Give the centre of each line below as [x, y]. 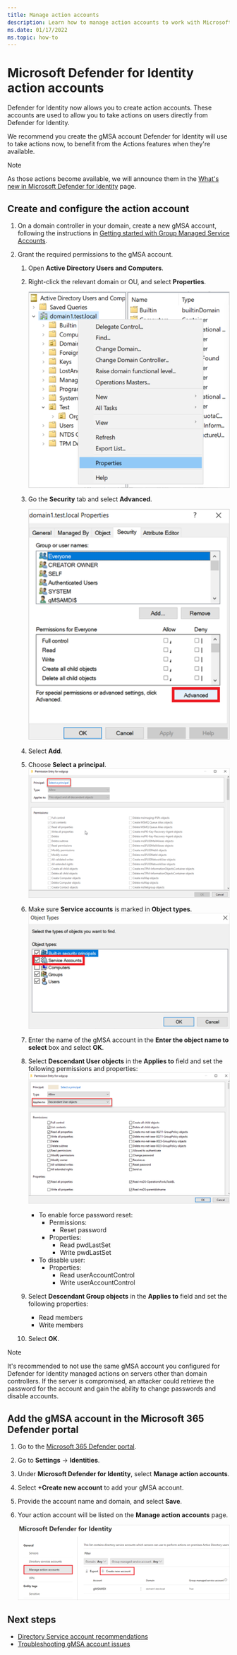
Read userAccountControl [97, 1275]
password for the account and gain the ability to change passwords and [112, 1388]
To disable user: [62, 1260]
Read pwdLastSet [85, 1245]
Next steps [32, 1619]
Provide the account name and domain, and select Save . [99, 1502]
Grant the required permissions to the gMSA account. [95, 254]
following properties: [58, 1304]
